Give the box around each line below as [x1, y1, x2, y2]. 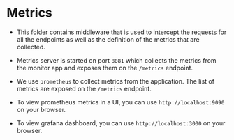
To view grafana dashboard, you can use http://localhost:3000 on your [16, 118, 226, 127]
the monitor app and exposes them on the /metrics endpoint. [16, 63, 193, 72]
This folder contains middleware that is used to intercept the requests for [16, 28, 227, 36]
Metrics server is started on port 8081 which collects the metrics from [16, 56, 217, 64]
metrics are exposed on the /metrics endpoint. [16, 84, 152, 93]
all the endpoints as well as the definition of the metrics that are [16, 35, 200, 43]
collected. [16, 42, 46, 51]
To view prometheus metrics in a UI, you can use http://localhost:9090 [16, 98, 225, 106]
